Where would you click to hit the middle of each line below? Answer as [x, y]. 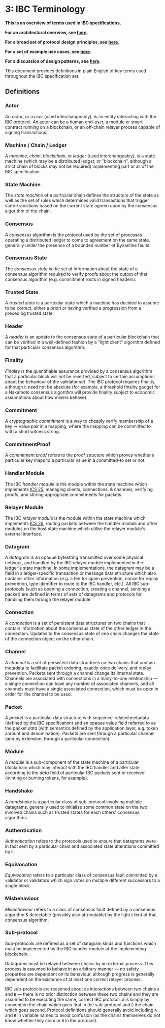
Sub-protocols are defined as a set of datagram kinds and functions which [81, 943]
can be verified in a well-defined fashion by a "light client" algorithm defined [82, 342]
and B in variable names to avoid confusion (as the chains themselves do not [83, 1015]
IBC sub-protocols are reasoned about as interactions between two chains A [82, 989]
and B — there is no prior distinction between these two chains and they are [82, 994]
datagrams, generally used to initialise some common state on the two [76, 807]
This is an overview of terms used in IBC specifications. [63, 23]
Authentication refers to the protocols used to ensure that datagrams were [81, 841]
